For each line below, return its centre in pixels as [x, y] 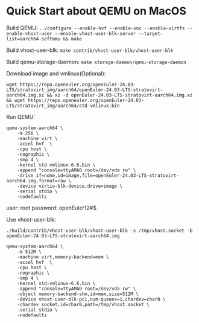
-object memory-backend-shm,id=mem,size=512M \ [78, 294]
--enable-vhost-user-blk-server [95, 34]
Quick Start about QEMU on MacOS [96, 11]
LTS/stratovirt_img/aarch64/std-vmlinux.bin [63, 106]
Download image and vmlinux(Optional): [56, 73]
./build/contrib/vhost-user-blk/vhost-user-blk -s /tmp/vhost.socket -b [99, 231]
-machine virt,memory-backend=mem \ [63, 257]
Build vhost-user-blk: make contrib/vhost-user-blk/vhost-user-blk [90, 50]
